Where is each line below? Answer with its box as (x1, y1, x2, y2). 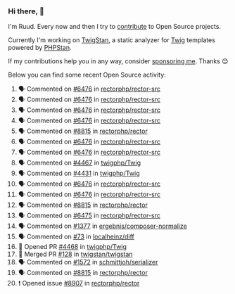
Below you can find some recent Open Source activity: (8, 70, 166, 79)
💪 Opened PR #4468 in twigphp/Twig (18, 243, 127, 251)
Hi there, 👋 (8, 6, 45, 16)
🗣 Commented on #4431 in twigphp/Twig (18, 169, 140, 178)
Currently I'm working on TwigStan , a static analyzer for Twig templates (8, 36, 215, 44)
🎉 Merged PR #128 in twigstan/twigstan (18, 250, 133, 259)
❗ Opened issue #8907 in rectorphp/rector (18, 279, 140, 288)
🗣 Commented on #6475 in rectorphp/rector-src (18, 211, 160, 220)
